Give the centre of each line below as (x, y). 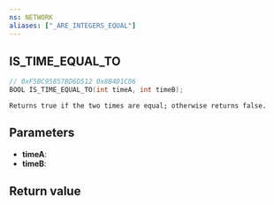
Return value (45, 191)
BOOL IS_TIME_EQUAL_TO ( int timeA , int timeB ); (96, 90)
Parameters (42, 133)
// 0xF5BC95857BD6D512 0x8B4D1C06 (73, 82)
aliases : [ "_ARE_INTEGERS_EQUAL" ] (73, 26)
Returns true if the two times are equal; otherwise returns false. (138, 106)
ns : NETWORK (31, 17)
